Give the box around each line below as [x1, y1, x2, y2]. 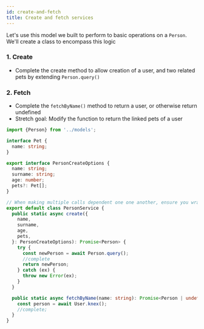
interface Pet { [6, 137, 47, 144]
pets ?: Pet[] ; [12, 183, 47, 189]
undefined [15, 109, 41, 116]
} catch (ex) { [17, 267, 56, 274]
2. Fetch [6, 88, 31, 97]
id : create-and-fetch [6, 9, 61, 15]
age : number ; [12, 177, 45, 183]
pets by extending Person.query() [15, 73, 100, 80]
